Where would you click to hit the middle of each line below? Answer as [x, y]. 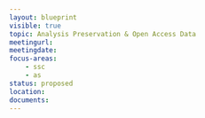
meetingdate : [33, 51]
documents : [29, 100]
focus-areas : [33, 59]
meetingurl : [31, 42]
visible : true [35, 26]
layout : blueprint [43, 17]
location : [28, 91]
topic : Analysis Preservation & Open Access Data [103, 34]
